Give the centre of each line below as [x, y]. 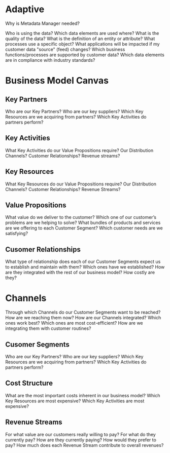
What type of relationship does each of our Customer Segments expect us [83, 261]
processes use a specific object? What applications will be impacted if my [82, 44]
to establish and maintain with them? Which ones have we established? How [85, 267]
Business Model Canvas [57, 81]
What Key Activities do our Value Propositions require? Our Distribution [79, 150]
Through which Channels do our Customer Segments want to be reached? [83, 312]
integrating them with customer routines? [48, 328]
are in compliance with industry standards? [50, 60]
